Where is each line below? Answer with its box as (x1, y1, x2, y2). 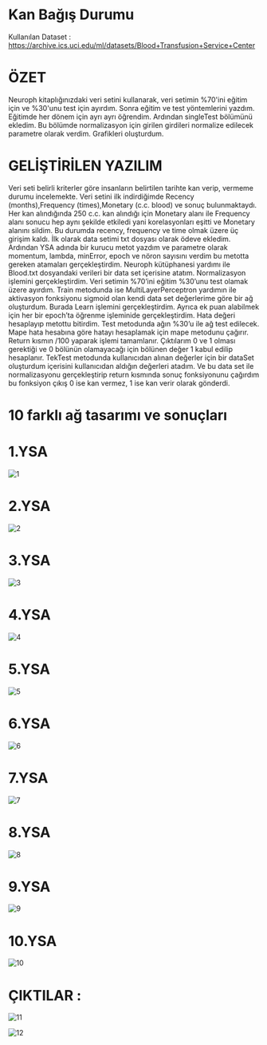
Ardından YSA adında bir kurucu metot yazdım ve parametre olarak (8, 242, 229, 252)
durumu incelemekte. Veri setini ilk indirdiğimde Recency (8, 192, 194, 201)
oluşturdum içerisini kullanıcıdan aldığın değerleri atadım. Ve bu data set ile (8, 361, 254, 370)
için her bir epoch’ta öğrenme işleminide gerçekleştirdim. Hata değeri (8, 310, 236, 320)
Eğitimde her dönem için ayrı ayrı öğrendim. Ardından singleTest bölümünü (8, 112, 253, 121)
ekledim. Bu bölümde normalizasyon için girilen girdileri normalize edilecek (8, 120, 253, 129)
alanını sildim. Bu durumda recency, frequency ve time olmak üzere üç (8, 225, 239, 235)
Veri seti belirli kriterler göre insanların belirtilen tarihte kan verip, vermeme (8, 183, 253, 192)
